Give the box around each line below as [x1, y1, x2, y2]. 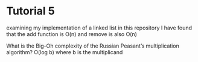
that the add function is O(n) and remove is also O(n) [6, 30, 138, 37]
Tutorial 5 [6, 4, 56, 18]
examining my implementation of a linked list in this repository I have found [6, 24, 192, 31]
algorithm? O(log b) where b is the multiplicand [6, 48, 123, 55]
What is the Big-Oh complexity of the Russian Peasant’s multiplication [6, 42, 179, 49]
